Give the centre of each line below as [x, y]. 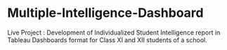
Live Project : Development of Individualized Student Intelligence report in [114, 32]
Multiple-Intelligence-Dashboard [105, 13]
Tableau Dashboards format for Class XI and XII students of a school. [107, 39]
